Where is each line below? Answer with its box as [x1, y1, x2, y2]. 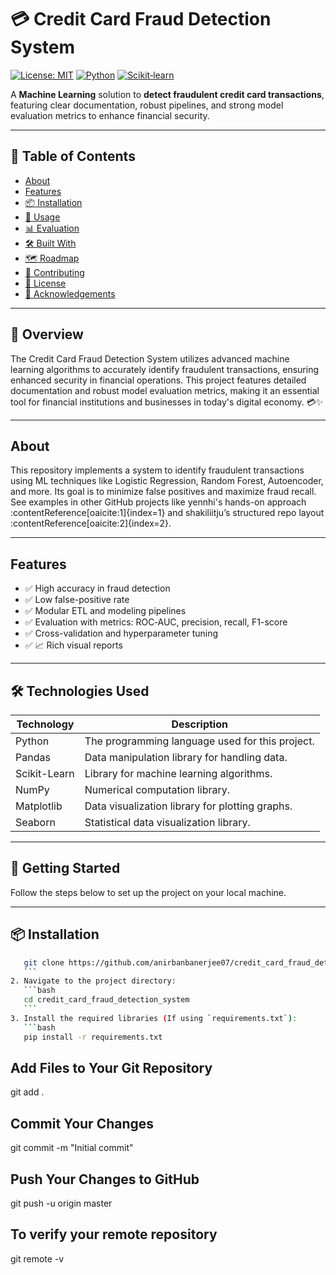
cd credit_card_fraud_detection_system [23, 995, 190, 1005]
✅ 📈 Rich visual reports [24, 639, 123, 651]
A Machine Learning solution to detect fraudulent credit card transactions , [10, 88, 325, 100]
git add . [10, 1086, 45, 1098]
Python [15, 734, 50, 748]
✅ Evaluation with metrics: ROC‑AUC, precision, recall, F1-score [24, 616, 288, 628]
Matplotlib [15, 799, 63, 813]
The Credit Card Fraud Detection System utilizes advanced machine [10, 352, 290, 365]
